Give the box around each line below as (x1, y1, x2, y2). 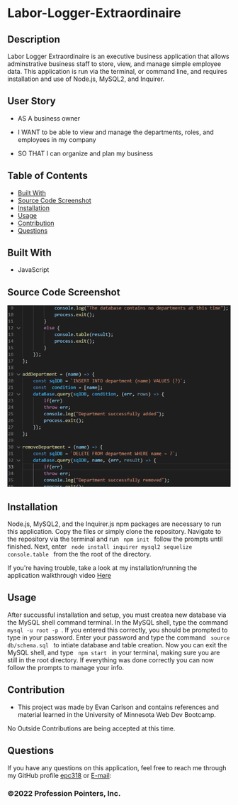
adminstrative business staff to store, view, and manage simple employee (7, 60, 222, 68)
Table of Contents (7, 170, 89, 182)
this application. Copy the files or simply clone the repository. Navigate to (7, 527, 222, 536)
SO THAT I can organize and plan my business (17, 149, 154, 158)
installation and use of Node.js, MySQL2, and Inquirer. (7, 75, 165, 83)
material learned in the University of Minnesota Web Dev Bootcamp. (17, 710, 216, 718)
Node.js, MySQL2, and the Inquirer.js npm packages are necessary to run (7, 520, 222, 528)
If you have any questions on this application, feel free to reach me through (7, 763, 227, 772)
